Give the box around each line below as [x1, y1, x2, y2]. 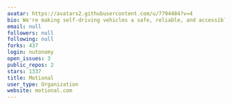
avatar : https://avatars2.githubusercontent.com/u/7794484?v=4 [7, 10, 193, 17]
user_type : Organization [7, 81, 79, 88]
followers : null [7, 29, 54, 37]
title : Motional [7, 74, 54, 82]
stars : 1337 [7, 68, 41, 75]
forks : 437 [7, 42, 39, 49]
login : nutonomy [7, 49, 54, 56]
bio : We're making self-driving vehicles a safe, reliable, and [7, 17, 196, 23]
